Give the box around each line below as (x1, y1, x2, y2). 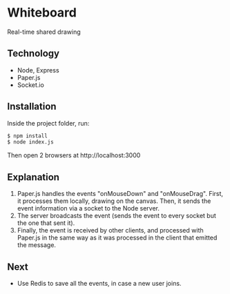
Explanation (7, 171, 60, 183)
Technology (7, 48, 60, 59)
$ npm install (7, 133, 48, 139)
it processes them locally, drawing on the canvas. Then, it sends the (17, 197, 211, 205)
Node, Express (17, 66, 60, 74)
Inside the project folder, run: (7, 119, 90, 127)
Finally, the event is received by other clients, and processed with (17, 226, 204, 235)
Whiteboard (7, 5, 77, 21)
